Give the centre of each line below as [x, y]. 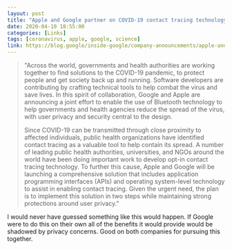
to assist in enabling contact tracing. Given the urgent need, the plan [121, 189]
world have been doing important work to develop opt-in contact [116, 159]
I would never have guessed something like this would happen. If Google [110, 217]
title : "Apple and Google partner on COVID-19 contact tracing [100, 20]
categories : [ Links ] [37, 33]
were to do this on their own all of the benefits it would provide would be [110, 224]
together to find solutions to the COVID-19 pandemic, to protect [114, 73]
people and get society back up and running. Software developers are [124, 80]
